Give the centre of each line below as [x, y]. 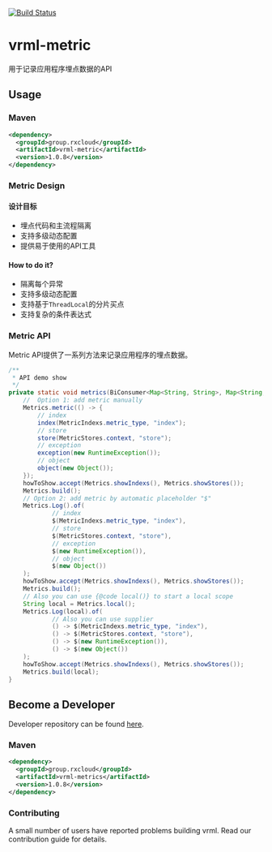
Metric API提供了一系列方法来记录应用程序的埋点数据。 [100, 355]
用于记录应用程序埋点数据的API [60, 68]
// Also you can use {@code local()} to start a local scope [128, 596]
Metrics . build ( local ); [61, 672]
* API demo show [39, 377]
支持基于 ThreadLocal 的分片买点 [72, 304]
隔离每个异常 [41, 284]
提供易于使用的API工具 [58, 246]
